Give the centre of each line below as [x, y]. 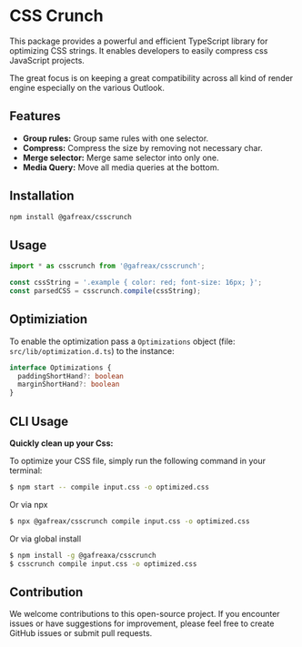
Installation [42, 196]
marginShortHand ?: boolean [69, 384]
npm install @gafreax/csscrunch [70, 217]
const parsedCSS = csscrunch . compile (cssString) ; [106, 291]
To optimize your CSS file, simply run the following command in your [138, 461]
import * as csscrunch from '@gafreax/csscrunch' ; [107, 266]
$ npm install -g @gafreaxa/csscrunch [83, 555]
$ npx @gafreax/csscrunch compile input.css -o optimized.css [130, 521]
